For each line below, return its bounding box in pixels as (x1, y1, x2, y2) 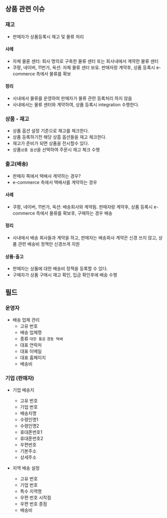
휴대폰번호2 (20, 435, 44, 441)
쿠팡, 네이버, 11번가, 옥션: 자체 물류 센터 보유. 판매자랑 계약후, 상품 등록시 (12, 64, 155, 70)
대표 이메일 (20, 348, 42, 354)
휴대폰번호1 (20, 429, 43, 435)
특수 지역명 (20, 488, 42, 494)
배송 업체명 (20, 329, 42, 335)
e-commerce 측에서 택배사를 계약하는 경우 (12, 179, 97, 185)
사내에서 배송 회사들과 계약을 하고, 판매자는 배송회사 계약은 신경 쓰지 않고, (12, 235, 157, 241)
